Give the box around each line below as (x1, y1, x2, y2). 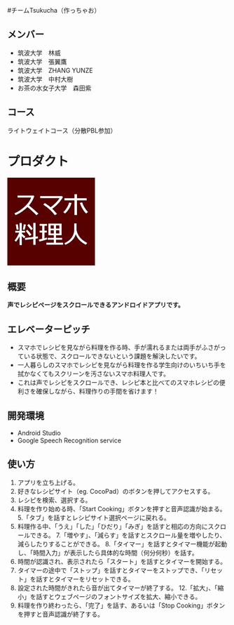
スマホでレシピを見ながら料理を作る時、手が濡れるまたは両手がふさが (17, 343, 221, 352)
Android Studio (17, 429, 61, 437)
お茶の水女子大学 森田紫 (17, 84, 92, 92)
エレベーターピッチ (7, 323, 90, 335)
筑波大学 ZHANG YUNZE (17, 66, 93, 74)
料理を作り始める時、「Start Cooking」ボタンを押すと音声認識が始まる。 (17, 504, 226, 513)
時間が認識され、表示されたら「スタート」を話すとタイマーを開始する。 (17, 557, 226, 565)
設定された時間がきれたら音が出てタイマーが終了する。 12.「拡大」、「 (17, 584, 218, 592)
